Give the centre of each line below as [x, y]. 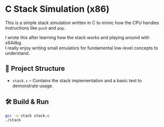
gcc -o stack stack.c [27, 116]
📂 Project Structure [35, 69]
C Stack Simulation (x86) [57, 9]
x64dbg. [14, 42]
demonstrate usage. [33, 86]
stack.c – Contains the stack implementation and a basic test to [77, 80]
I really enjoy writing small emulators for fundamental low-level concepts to [82, 48]
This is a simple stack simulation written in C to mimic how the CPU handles [82, 23]
